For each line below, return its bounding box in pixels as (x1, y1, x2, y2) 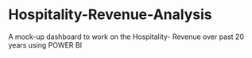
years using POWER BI (8, 40, 82, 49)
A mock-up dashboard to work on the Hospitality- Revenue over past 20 (8, 32, 245, 41)
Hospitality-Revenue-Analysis (8, 6, 212, 24)
